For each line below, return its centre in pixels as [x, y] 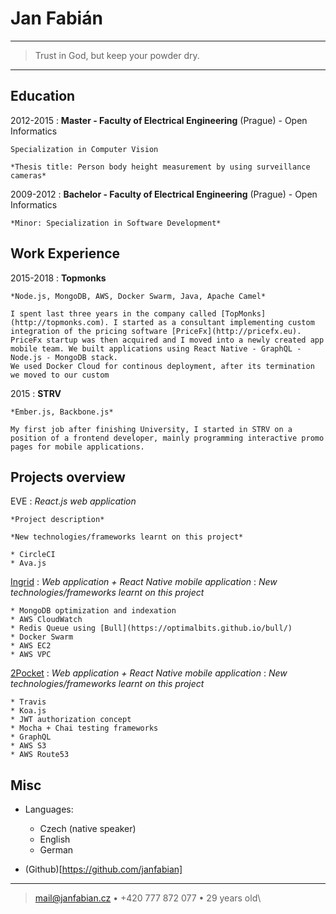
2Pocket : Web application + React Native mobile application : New [149, 673]
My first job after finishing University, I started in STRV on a [151, 429]
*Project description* [57, 520]
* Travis [28, 702]
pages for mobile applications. [77, 447]
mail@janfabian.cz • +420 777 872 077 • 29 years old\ [148, 898]
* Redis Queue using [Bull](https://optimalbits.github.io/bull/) [151, 628]
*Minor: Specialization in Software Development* [116, 223]
